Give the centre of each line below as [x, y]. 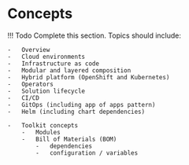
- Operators [31, 84]
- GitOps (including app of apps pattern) [82, 104]
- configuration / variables [87, 153]
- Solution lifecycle [46, 91]
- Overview [29, 49]
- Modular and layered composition [69, 70]
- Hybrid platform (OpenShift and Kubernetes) [89, 77]
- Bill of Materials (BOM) [69, 139]
